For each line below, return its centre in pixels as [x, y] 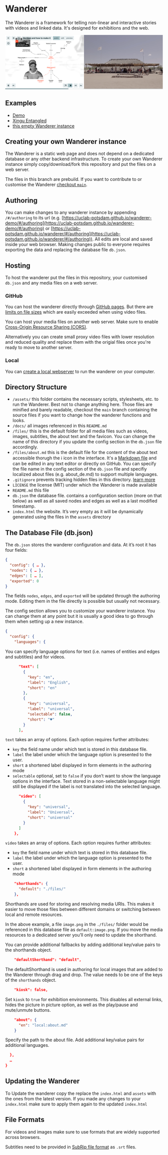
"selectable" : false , [50, 714]
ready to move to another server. [39, 348]
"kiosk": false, [31, 990]
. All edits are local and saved [122, 239]
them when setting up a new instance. [44, 621]
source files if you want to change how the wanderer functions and [81, 415]
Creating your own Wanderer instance [66, 142]
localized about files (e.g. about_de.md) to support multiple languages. [85, 475]
